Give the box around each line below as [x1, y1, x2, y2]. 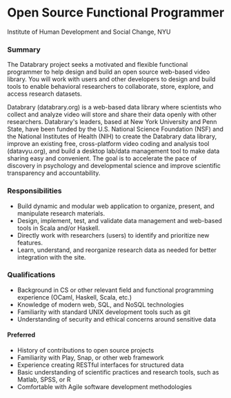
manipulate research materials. [17, 209, 106, 218]
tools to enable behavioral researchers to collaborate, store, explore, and [7, 83, 214, 91]
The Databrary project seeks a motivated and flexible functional [7, 61, 188, 69]
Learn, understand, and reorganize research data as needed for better [17, 246, 217, 254]
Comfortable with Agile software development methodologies [17, 383, 192, 391]
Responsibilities [7, 186, 62, 196]
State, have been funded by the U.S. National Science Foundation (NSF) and [7, 125, 224, 134]
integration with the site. [17, 253, 86, 261]
